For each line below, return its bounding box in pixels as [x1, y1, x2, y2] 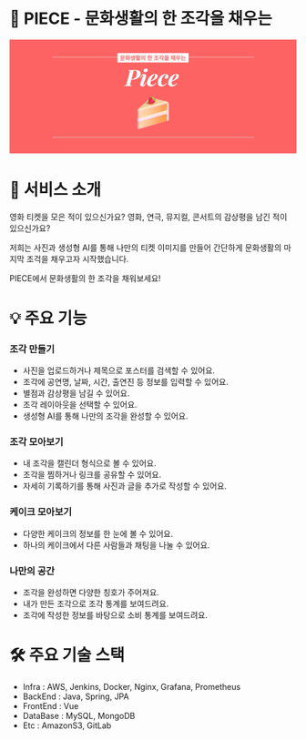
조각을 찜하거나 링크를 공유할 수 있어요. [22, 470, 162, 481]
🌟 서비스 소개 [9, 179, 102, 200]
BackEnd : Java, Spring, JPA [22, 691, 129, 702]
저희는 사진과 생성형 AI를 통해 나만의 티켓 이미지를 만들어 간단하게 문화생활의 [9, 242, 282, 253]
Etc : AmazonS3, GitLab [22, 720, 112, 731]
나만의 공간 [9, 564, 56, 577]
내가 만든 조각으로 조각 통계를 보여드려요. [22, 598, 169, 610]
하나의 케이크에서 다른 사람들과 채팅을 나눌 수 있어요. [22, 539, 210, 551]
